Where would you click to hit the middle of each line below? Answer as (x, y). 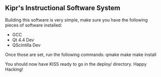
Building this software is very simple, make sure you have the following (77, 20)
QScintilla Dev (26, 45)
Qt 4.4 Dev (23, 40)
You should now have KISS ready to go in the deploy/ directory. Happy (76, 64)
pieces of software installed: (34, 25)
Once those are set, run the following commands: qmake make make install (81, 54)
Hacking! (14, 69)
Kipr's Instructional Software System (63, 8)
